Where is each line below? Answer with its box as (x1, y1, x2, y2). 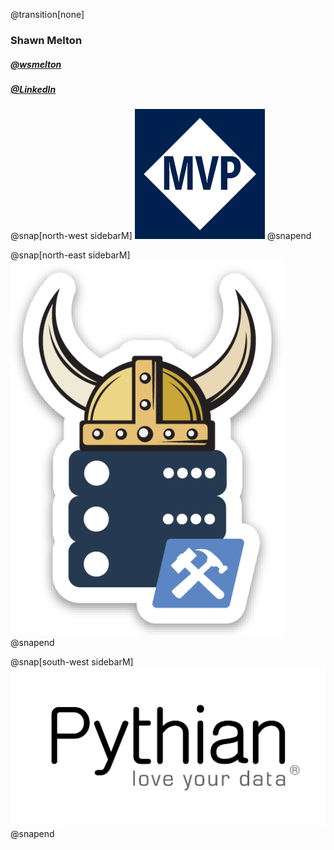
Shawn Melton (10, 33, 83, 47)
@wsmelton (10, 58, 62, 70)
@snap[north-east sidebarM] (10, 249, 131, 261)
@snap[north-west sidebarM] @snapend (10, 230, 312, 242)
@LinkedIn (10, 83, 57, 95)
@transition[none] (10, 9, 85, 20)
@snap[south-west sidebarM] (10, 656, 134, 668)
